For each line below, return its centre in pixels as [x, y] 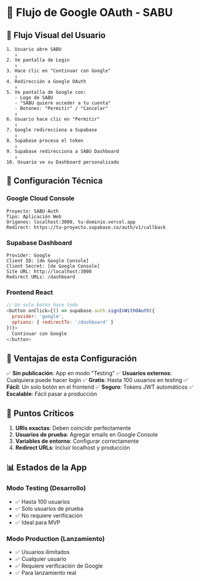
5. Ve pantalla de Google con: [46, 92]
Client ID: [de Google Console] [48, 260]
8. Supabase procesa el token [45, 141]
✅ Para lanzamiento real [46, 573]
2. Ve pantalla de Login [38, 60]
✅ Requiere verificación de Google [59, 566]
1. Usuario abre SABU [34, 49]
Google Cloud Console [40, 198]
